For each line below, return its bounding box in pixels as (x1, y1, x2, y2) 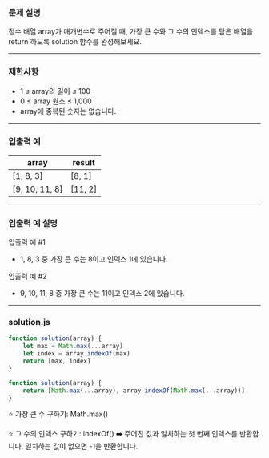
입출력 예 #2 (8, 271, 47, 282)
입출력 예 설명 (8, 217, 58, 229)
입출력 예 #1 (8, 237, 46, 247)
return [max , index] (22, 357, 91, 366)
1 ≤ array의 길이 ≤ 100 (19, 86, 90, 95)
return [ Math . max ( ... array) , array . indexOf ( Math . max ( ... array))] (22, 387, 246, 395)
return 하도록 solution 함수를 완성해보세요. (8, 37, 143, 47)
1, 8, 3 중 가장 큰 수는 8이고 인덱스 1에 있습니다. (19, 254, 168, 264)
